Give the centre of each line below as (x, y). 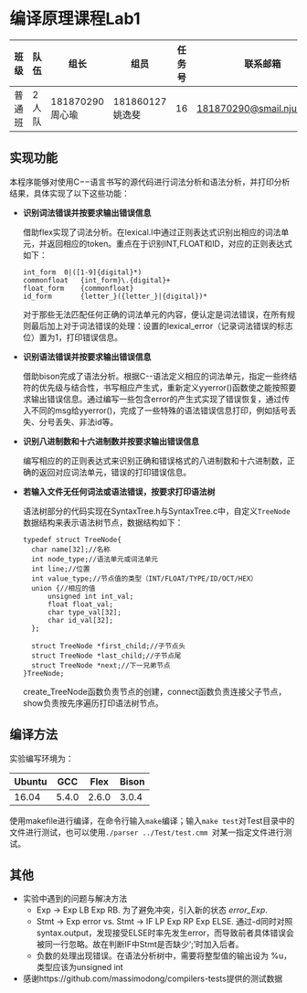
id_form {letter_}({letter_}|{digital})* (115, 296)
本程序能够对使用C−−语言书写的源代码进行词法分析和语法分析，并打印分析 (150, 182)
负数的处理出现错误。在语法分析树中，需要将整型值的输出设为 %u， (164, 956)
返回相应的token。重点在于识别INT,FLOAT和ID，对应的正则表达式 (169, 243)
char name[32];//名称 (71, 550)
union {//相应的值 (64, 588)
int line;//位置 (61, 569)
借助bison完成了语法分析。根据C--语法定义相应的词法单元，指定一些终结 (159, 376)
